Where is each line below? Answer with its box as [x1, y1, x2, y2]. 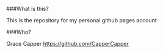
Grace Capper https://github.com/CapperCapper [6, 40, 129, 47]
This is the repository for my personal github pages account [6, 17, 157, 23]
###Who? [6, 28, 32, 36]
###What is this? [6, 5, 49, 12]
